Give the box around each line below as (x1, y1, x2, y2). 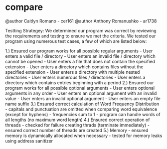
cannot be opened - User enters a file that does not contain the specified (5, 58, 156, 64)
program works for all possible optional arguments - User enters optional (5, 85, 155, 91)
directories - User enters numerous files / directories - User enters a (5, 74, 146, 80)
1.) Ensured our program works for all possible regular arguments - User (5, 48, 153, 54)
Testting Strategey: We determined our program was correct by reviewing (5, 27, 157, 33)
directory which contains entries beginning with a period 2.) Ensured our (5, 79, 155, 86)
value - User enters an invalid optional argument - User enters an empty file (5, 95, 161, 101)
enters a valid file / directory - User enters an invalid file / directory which (5, 53, 156, 59)
